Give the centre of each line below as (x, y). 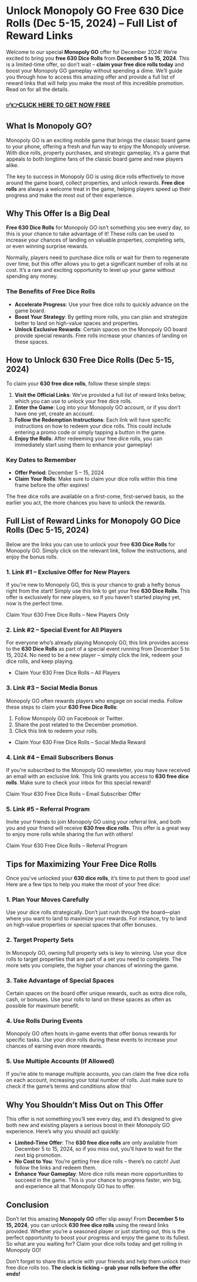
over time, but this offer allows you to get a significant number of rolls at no (97, 264)
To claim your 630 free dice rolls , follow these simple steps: (79, 383)
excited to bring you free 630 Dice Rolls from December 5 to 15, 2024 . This (98, 58)
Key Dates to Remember (41, 460)
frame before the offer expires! (52, 485)
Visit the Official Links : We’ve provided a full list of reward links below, (100, 395)
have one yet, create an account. (54, 413)
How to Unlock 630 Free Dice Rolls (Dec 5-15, (90, 360)
